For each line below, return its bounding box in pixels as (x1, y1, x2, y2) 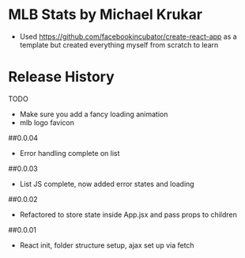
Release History (8, 68, 115, 86)
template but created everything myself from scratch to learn (19, 40, 219, 49)
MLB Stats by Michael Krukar (8, 6, 203, 24)
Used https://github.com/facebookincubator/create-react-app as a (19, 32, 237, 41)
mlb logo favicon (19, 117, 75, 127)
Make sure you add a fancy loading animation (19, 109, 168, 119)
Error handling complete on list (19, 148, 120, 157)
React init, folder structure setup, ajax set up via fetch (19, 240, 195, 250)
